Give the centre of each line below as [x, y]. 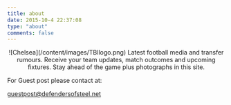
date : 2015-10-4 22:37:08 [44, 20]
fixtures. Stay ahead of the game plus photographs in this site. [116, 67]
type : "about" [28, 26]
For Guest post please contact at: [55, 81]
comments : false [30, 33]
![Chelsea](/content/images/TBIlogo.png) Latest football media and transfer [116, 52]
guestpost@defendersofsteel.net [54, 94]
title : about [26, 13]
